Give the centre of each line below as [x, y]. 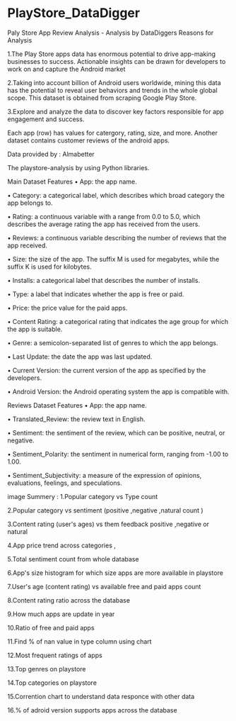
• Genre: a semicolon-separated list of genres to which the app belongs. [113, 342]
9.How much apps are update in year [61, 614]
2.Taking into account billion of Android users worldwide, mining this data [114, 82]
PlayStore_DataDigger [73, 13]
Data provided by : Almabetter [51, 154]
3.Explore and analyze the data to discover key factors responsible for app [116, 111]
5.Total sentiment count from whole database [73, 559]
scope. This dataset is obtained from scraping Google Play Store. [102, 98]
